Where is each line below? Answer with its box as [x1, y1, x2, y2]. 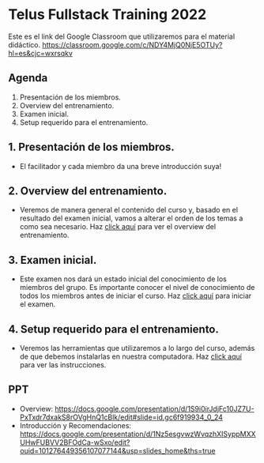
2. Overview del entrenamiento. [8, 184, 168, 198]
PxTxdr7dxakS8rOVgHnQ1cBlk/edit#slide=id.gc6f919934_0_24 [19, 412, 224, 422]
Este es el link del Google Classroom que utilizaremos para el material [8, 32, 236, 41]
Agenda [8, 71, 48, 85]
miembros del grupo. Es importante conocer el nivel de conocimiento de [19, 283, 255, 292]
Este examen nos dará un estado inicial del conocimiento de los [19, 274, 227, 284]
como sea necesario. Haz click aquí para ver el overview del [19, 222, 216, 231]
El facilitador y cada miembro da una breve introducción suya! [19, 161, 222, 171]
